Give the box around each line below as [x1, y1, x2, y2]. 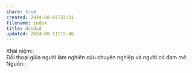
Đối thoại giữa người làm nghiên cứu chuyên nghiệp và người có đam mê [6, 54, 187, 61]
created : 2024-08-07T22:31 [6, 14, 74, 20]
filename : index [6, 20, 47, 26]
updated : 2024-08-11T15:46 [6, 31, 74, 37]
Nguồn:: [6, 60, 27, 68]
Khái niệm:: [6, 47, 34, 54]
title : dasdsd [6, 25, 42, 32]
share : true [6, 8, 36, 15]
